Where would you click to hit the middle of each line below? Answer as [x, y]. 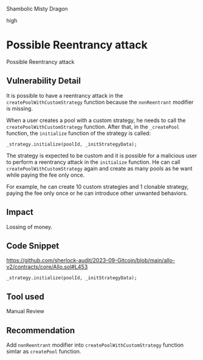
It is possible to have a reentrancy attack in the [65, 95]
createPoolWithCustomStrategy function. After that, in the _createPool [93, 126]
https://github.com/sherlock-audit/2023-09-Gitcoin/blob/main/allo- [91, 260]
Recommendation [40, 330]
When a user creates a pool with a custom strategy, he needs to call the [96, 120]
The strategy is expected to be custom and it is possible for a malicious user [102, 155]
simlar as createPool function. [44, 351]
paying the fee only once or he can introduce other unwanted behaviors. [97, 193]
